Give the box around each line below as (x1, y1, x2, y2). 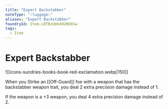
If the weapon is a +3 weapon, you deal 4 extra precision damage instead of (5, 93, 163, 99)
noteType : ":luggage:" (5, 12, 53, 17)
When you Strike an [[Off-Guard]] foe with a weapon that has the (5, 78, 140, 84)
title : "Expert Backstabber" (5, 7, 66, 13)
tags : (5, 26, 17, 31)
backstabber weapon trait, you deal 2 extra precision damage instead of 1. (5, 84, 159, 90)
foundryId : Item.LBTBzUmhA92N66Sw (5, 21, 78, 27)
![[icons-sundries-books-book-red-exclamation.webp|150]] (5, 69, 128, 75)
